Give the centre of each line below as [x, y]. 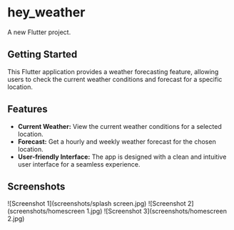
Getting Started [42, 54]
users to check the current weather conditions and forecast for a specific [115, 79]
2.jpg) [16, 219]
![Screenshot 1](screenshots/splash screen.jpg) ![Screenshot [97, 204]
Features [27, 109]
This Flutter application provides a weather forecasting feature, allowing [113, 71]
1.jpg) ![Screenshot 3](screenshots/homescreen [157, 211]
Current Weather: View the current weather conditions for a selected [120, 126]
